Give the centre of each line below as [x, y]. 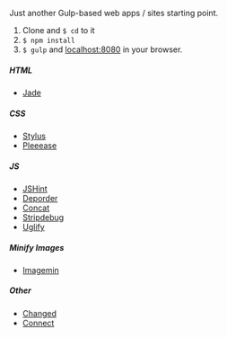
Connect [38, 323]
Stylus [34, 136]
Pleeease [39, 145]
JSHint [35, 189]
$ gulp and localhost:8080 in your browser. [102, 49]
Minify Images [37, 247]
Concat [36, 208]
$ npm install [48, 40]
